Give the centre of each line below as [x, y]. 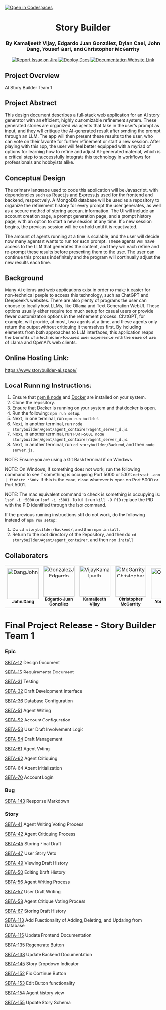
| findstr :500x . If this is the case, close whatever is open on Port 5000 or [82, 480]
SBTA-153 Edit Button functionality [40, 983]
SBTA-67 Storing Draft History [36, 911]
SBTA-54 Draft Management [34, 739]
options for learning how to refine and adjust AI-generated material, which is [83, 152]
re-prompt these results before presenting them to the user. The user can [80, 252]
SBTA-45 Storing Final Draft [33, 844]
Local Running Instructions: [49, 385]
